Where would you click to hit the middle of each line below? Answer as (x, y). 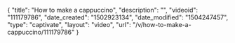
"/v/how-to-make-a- (162, 25)
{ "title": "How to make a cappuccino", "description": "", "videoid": (103, 10)
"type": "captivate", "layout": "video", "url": (69, 25)
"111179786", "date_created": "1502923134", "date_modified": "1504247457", (118, 17)
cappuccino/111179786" (41, 32)
